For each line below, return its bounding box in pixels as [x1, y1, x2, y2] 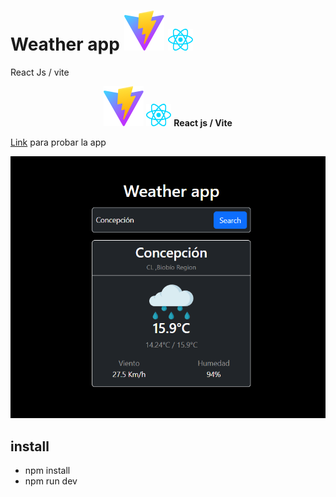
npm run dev [24, 475, 78, 487]
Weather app [10, 33, 120, 56]
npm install [24, 465, 71, 477]
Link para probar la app [10, 136, 107, 148]
